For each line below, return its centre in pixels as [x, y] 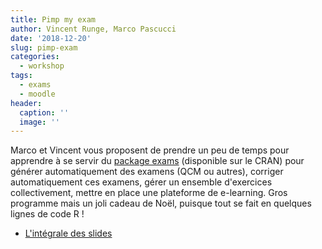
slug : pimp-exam [44, 47]
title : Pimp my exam [53, 19]
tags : [21, 76]
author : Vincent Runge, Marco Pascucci [93, 29]
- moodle [37, 94]
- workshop [42, 66]
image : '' [39, 122]
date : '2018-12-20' [51, 38]
